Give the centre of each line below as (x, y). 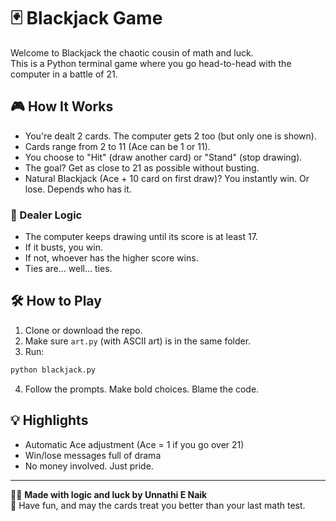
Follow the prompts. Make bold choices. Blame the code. (142, 389)
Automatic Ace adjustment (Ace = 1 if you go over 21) (134, 444)
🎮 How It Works (62, 106)
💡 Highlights (49, 420)
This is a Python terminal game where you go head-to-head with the (151, 63)
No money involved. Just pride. (89, 466)
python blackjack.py (53, 370)
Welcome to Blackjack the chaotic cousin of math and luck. (132, 52)
